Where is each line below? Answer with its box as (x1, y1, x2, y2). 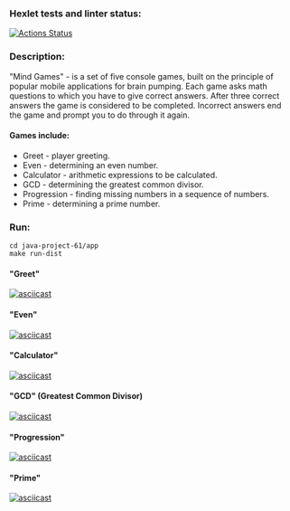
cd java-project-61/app (9, 241, 99, 251)
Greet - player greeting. (22, 150, 110, 161)
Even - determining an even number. (22, 159, 159, 170)
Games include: (9, 130, 70, 141)
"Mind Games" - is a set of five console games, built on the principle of (9, 71, 274, 81)
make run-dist (9, 250, 63, 259)
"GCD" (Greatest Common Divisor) (9, 391, 143, 402)
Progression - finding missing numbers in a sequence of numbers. (22, 188, 269, 199)
